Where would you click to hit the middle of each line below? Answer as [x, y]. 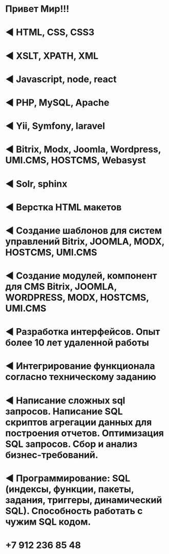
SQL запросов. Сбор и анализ [71, 444]
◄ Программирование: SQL [68, 478]
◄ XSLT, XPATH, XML [52, 56]
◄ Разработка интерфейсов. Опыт [83, 332]
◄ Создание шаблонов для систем [84, 230]
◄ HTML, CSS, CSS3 [50, 33]
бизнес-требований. [52, 455]
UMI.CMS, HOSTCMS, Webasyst [76, 161]
